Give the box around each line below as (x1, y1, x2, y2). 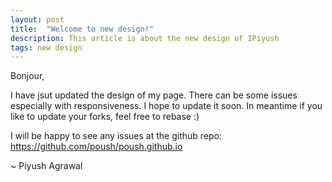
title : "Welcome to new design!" (10, 24, 155, 34)
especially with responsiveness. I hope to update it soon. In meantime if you (10, 100, 323, 112)
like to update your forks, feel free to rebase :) (10, 111, 200, 123)
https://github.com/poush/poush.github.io (10, 141, 183, 153)
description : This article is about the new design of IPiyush (10, 33, 280, 43)
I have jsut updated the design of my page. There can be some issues (10, 89, 298, 101)
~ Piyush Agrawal (10, 160, 83, 172)
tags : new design (10, 42, 83, 53)
